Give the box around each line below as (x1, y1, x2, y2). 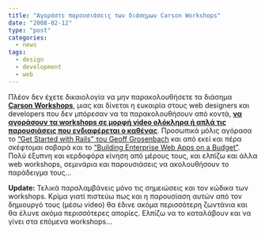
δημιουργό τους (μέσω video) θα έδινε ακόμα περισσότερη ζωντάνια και (8, 199, 248, 209)
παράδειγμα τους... (8, 168, 72, 177)
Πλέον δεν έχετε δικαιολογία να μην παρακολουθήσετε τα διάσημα (8, 92, 233, 101)
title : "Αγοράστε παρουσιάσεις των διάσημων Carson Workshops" (8, 11, 221, 20)
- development (15, 63, 62, 71)
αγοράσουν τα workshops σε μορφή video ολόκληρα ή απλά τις (8, 117, 227, 126)
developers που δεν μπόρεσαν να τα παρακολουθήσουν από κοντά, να (8, 108, 243, 119)
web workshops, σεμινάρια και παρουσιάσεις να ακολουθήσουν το (8, 159, 229, 168)
